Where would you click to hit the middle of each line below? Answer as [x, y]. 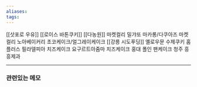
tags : [13, 17]
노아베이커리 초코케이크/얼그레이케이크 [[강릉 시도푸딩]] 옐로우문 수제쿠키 [101, 41]
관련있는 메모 [23, 78]
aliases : [17, 11]
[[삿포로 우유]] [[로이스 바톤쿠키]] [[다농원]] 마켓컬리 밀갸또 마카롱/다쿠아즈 [92, 34]
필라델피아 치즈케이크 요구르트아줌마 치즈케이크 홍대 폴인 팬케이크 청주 [102, 49]
